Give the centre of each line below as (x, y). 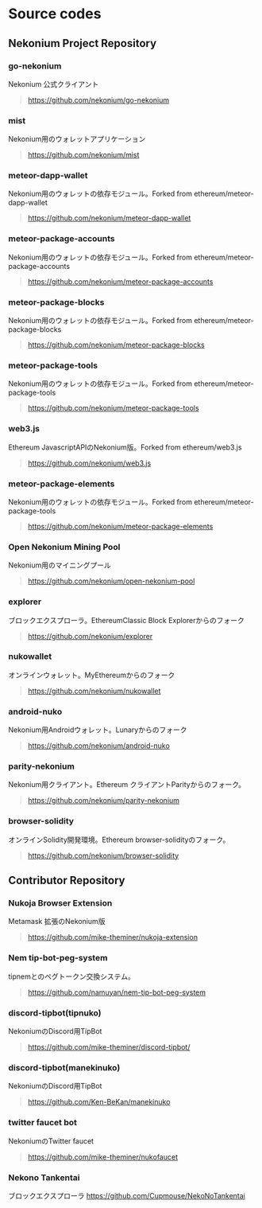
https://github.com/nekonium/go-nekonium (98, 99)
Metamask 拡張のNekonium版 (57, 922)
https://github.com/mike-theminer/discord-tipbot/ (109, 1047)
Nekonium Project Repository (83, 43)
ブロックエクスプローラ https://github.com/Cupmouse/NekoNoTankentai (127, 1195)
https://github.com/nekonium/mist (83, 155)
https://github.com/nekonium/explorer (90, 636)
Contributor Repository (67, 881)
